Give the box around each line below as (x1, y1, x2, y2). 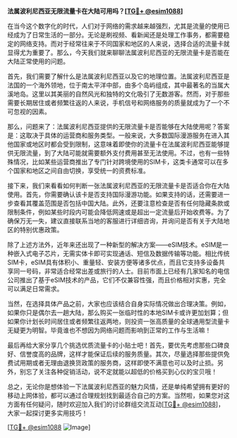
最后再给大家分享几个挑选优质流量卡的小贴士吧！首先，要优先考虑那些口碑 (7, 341, 224, 349)
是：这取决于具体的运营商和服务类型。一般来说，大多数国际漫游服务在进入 (7, 131, 224, 140)
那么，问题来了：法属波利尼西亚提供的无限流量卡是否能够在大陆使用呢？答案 (7, 123, 230, 130)
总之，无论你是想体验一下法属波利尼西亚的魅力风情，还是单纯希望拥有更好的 (7, 382, 230, 391)
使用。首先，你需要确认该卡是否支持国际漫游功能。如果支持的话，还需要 (7, 190, 217, 198)
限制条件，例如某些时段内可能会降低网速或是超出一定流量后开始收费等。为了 (7, 208, 230, 216)
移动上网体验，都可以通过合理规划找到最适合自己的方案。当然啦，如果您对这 (7, 391, 230, 399)
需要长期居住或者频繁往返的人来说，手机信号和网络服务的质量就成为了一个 (7, 99, 224, 107)
